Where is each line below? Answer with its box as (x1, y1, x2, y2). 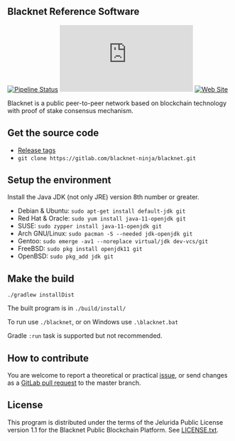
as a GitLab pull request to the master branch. (7, 378, 141, 387)
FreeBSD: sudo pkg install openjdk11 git (17, 245, 143, 253)
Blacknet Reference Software (7, 6, 140, 18)
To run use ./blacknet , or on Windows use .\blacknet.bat (7, 318, 179, 326)
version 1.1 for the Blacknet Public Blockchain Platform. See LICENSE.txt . (7, 425, 219, 434)
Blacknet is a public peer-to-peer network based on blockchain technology (7, 99, 227, 107)
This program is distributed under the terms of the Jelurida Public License (7, 418, 224, 426)
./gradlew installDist (7, 292, 75, 299)
